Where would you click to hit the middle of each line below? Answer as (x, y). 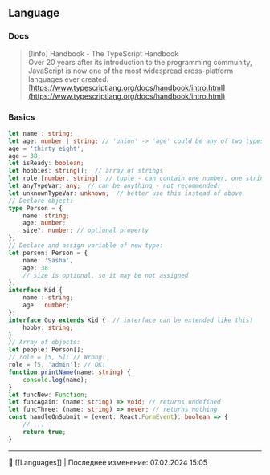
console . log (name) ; (55, 380)
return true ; (45, 432)
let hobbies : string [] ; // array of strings (86, 171)
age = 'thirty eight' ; (46, 148)
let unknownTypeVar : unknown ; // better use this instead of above (125, 193)
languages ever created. (68, 79)
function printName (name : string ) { (70, 372)
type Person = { (35, 208)
